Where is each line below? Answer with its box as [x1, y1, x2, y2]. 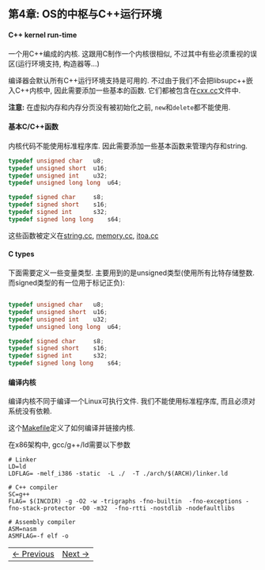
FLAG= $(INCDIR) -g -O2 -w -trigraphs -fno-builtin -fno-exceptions [8, 498, 243, 506]
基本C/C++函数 [8, 122, 59, 132]
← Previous [12, 549, 55, 560]
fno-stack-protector [8, 504, 77, 513]
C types [8, 249, 35, 259]
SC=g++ [8, 491, 30, 499]
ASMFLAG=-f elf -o [8, 532, 69, 541]
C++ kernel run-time [8, 30, 78, 40]
